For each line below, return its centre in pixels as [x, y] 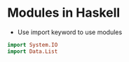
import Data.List [33, 51]
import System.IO [33, 45]
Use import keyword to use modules [70, 32]
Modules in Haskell [64, 13]
